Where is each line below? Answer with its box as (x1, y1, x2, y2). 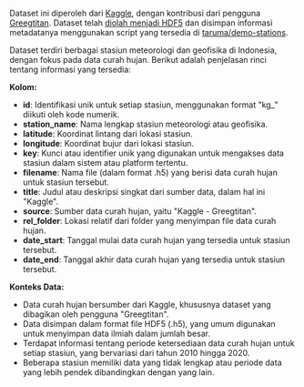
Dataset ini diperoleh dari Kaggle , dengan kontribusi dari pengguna (9, 8, 261, 18)
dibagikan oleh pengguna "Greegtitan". (22, 309, 169, 320)
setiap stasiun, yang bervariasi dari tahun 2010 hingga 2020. (22, 348, 250, 358)
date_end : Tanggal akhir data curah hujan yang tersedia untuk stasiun (22, 254, 285, 265)
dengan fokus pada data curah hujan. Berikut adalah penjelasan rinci (9, 55, 267, 65)
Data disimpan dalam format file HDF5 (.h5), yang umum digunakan (22, 319, 276, 329)
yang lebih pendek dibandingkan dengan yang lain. (22, 367, 215, 377)
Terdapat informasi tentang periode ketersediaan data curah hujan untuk (22, 338, 295, 349)
